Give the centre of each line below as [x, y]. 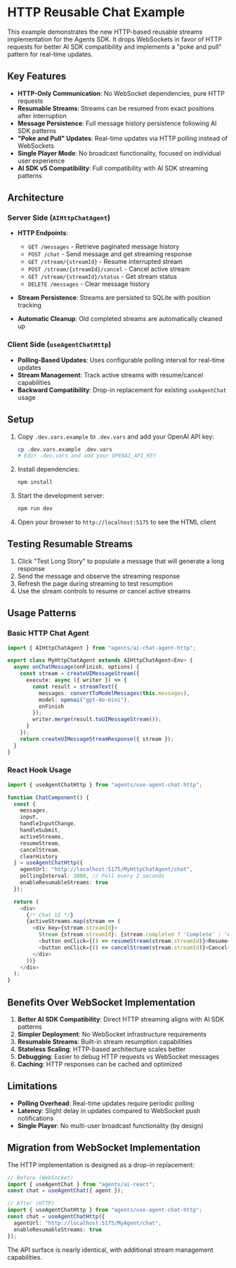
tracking [29, 305]
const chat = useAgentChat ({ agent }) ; [66, 1191]
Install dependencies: [48, 470]
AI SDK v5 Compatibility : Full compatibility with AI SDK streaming [113, 168]
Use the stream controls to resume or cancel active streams [104, 591]
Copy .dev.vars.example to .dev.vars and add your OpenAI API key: [116, 437]
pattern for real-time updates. [50, 54]
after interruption [42, 115]
